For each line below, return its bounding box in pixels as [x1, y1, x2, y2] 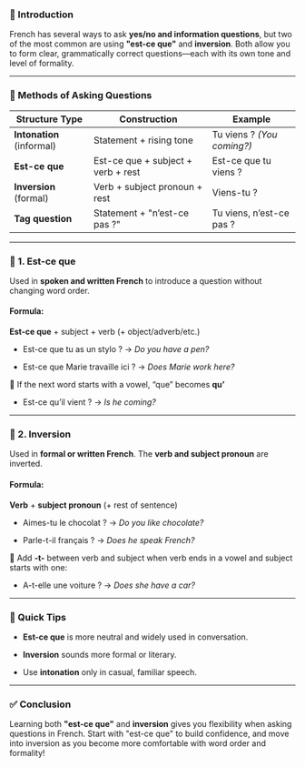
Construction [119, 113, 178, 126]
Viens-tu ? [212, 186, 258, 198]
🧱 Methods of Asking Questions [9, 89, 152, 102]
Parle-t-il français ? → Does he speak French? [22, 534, 195, 545]
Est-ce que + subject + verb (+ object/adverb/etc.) [9, 327, 201, 338]
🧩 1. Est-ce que [9, 255, 76, 267]
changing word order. [9, 285, 90, 296]
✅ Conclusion [9, 698, 72, 711]
